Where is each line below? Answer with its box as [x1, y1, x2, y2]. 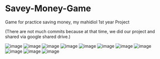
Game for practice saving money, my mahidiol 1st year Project [5, 19, 130, 25]
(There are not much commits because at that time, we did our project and [5, 28, 155, 34]
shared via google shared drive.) [5, 34, 71, 39]
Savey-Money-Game [5, 3, 91, 14]
